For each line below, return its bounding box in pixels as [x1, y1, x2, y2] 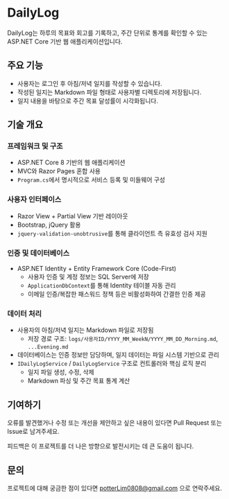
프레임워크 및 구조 [7, 141, 64, 151]
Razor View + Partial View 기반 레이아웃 [17, 211, 128, 220]
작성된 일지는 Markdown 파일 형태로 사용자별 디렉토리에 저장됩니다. [17, 88, 202, 96]
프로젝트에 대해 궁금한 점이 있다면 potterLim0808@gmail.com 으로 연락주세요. [7, 484, 222, 492]
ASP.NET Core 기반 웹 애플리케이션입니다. [7, 37, 123, 46]
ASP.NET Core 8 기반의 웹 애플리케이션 [17, 158, 126, 167]
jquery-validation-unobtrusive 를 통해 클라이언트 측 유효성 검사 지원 [17, 229, 208, 237]
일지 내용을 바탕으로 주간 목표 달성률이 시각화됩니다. [17, 96, 158, 105]
